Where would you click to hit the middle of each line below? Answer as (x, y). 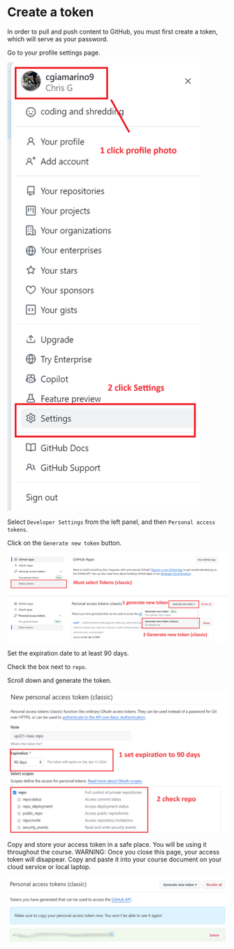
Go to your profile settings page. (54, 53)
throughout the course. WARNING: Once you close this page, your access (114, 852)
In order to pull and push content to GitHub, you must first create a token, (112, 32)
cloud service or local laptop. (49, 866)
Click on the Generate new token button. (65, 543)
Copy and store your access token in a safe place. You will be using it (107, 844)
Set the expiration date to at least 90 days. (68, 653)
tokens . (17, 529)
